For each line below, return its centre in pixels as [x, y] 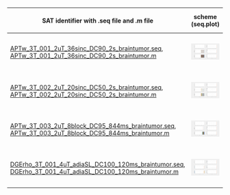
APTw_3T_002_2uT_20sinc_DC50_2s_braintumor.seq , [87, 87]
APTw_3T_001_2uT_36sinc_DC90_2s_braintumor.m [83, 56]
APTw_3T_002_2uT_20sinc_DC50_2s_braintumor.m [83, 94]
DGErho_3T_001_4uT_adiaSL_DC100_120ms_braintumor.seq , [98, 164]
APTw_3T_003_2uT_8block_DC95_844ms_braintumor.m [90, 133]
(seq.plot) [206, 24]
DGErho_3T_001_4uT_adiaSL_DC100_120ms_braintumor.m [94, 171]
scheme [205, 17]
